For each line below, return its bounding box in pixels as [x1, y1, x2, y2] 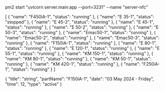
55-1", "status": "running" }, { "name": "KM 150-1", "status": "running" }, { [5, 50, 154, 56]
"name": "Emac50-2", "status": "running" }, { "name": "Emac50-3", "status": [5, 35, 160, 41]
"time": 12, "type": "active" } [5, 81, 63, 87]
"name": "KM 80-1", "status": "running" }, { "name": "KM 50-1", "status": [5, 56, 152, 61]
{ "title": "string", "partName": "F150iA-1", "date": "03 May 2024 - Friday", [5, 76, 154, 82]
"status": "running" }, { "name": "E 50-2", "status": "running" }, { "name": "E [5, 24, 159, 30]
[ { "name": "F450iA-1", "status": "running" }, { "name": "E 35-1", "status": [5, 14, 154, 19]
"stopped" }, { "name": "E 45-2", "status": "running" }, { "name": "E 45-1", [5, 19, 154, 25]
